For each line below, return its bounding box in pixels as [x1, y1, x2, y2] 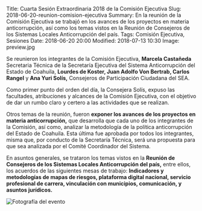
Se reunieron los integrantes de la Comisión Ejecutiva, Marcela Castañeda [6, 55, 192, 62]
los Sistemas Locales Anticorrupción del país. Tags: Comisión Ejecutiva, [6, 31, 185, 38]
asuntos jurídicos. [6, 186, 53, 194]
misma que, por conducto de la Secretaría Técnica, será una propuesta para [6, 136, 196, 143]
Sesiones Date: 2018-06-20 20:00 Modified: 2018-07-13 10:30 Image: [6, 37, 180, 44]
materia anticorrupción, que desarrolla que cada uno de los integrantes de [6, 117, 194, 124]
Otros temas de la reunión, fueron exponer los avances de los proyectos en [6, 111, 196, 118]
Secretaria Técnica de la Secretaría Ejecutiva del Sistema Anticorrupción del [6, 61, 195, 69]
